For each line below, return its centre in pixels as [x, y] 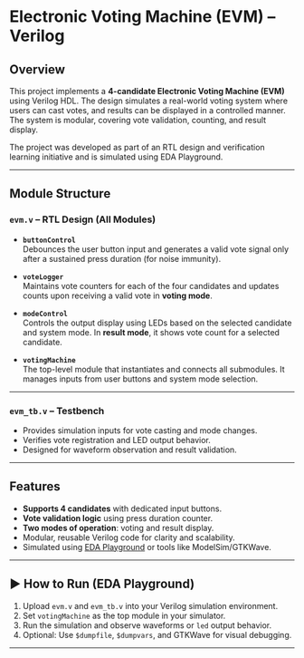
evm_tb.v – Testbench [57, 411]
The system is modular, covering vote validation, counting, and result [138, 120]
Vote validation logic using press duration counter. [118, 518]
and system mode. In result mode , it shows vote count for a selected [151, 332]
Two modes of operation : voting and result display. [118, 527]
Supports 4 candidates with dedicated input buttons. [122, 508]
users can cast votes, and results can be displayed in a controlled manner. [148, 110]
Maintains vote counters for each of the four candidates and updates [151, 285]
